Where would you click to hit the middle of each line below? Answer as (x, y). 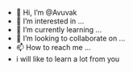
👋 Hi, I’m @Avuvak (46, 13)
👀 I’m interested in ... (50, 21)
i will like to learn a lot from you (68, 59)
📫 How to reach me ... (53, 47)
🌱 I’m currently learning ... (59, 30)
